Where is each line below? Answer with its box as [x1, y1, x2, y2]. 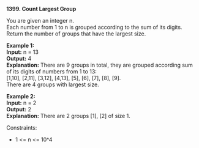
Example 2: [6, 93, 36, 100]
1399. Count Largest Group [6, 6, 77, 12]
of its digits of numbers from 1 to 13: [6, 68, 97, 75]
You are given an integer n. [6, 17, 75, 24]
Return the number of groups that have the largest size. [6, 30, 146, 37]
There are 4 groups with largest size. [6, 81, 99, 88]
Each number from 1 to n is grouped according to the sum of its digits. [6, 24, 182, 31]
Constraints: [6, 124, 37, 131]
